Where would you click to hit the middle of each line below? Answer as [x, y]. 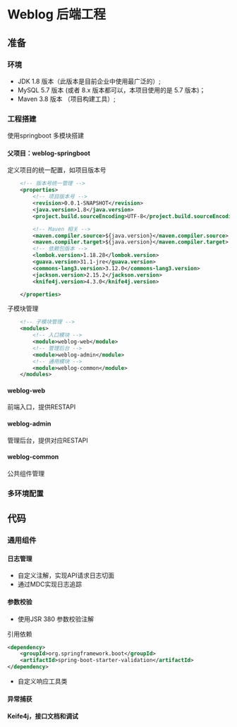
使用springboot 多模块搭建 [46, 136]
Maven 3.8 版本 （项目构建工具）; [66, 99]
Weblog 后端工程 [57, 14]
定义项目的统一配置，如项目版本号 [57, 170]
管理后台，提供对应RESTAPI [48, 440]
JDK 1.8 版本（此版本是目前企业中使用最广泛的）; [89, 81]
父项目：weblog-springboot [49, 153]
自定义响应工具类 [42, 681]
